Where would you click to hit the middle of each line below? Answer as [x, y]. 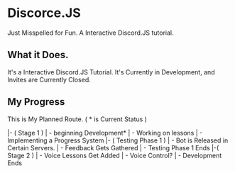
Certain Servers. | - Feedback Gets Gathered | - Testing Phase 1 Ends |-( [113, 147]
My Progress [36, 102]
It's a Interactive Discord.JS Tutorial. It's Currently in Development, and [111, 72]
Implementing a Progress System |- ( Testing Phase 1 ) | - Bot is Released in [118, 140]
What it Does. [38, 55]
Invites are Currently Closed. [49, 79]
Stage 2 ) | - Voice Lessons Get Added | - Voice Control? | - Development [115, 155]
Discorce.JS [44, 13]
